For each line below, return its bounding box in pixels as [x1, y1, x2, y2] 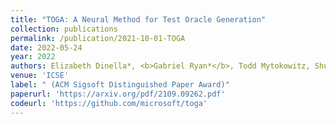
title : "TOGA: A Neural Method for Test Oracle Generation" [10, 14, 267, 25]
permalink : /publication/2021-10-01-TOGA [10, 33, 186, 43]
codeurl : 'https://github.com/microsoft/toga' [10, 98, 208, 108]
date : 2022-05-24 [10, 42, 83, 53]
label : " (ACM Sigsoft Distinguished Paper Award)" [10, 80, 230, 90]
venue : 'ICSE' [10, 71, 70, 81]
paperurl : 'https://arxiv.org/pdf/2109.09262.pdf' [10, 89, 226, 99]
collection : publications [10, 24, 118, 34]
